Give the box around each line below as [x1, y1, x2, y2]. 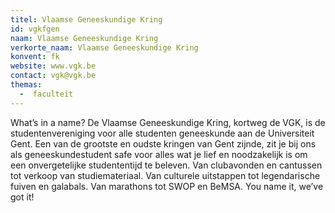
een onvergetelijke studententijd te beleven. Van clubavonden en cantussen [10, 159, 323, 171]
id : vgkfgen [10, 24, 60, 34]
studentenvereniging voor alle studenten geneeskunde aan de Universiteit [10, 127, 315, 139]
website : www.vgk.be [10, 61, 97, 71]
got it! [10, 191, 35, 203]
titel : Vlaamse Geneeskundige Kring [10, 14, 163, 25]
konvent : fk [10, 52, 60, 62]
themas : [10, 80, 43, 90]
